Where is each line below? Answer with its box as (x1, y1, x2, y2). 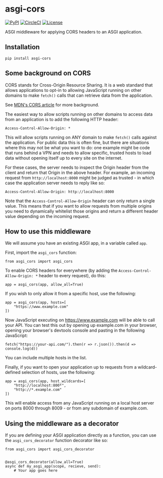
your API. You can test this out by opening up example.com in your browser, (5, 322, 157, 328)
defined (5, 370, 21, 375)
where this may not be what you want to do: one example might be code (5, 144, 150, 150)
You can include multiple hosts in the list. (5, 355, 87, 361)
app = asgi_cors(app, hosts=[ (5, 300, 67, 305)
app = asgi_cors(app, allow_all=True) (5, 282, 84, 287)
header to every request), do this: (38, 273, 106, 279)
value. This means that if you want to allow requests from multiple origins (5, 203, 152, 209)
